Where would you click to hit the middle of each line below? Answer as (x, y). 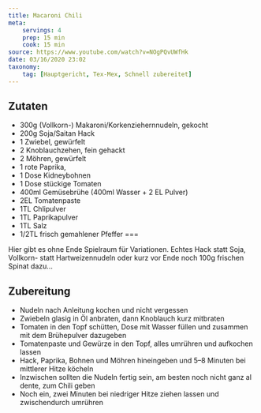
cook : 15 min (44, 45)
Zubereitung (39, 291)
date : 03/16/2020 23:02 (47, 60)
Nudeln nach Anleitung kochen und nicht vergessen (104, 310)
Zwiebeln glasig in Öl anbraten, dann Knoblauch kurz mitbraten (122, 319)
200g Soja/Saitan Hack (57, 133)
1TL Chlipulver (43, 209)
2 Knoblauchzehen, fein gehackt (72, 150)
